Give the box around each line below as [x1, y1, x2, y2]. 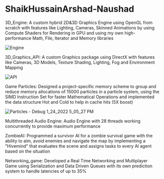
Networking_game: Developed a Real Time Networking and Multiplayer [5, 157, 148, 163]
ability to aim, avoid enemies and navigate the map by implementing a [5, 138, 146, 144]
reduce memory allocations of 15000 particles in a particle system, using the [5, 89, 160, 94]
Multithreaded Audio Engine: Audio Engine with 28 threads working [5, 118, 141, 124]
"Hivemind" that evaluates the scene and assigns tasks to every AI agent [5, 143, 152, 149]
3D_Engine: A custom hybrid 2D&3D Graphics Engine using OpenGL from [5, 20, 153, 25]
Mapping [5, 65, 23, 70]
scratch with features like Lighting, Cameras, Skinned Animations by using [5, 24, 155, 30]
